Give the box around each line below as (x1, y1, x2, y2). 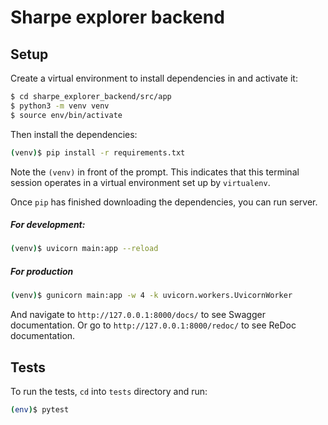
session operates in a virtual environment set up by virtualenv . (10, 176, 271, 188)
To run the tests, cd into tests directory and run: (10, 386, 208, 397)
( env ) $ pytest (10, 405, 70, 415)
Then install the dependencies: (10, 128, 138, 140)
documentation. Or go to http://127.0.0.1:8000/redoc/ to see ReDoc (10, 319, 297, 331)
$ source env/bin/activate (10, 110, 123, 120)
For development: (10, 219, 86, 231)
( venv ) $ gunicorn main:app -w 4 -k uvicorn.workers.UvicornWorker (10, 291, 293, 301)
